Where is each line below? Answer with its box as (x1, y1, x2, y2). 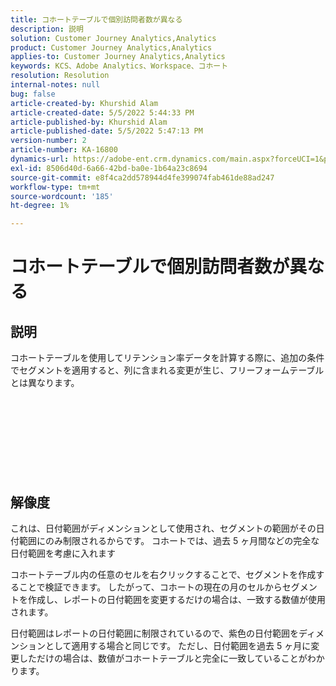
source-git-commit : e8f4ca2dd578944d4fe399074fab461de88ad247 (10, 172, 275, 183)
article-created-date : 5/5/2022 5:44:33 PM (10, 107, 195, 118)
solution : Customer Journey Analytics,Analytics (10, 33, 217, 43)
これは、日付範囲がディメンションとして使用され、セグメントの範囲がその (10, 522, 317, 534)
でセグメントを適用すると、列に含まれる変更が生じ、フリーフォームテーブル (10, 364, 325, 376)
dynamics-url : (10, 154, 70, 164)
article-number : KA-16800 (10, 145, 118, 155)
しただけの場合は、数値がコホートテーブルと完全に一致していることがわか (18, 652, 325, 664)
